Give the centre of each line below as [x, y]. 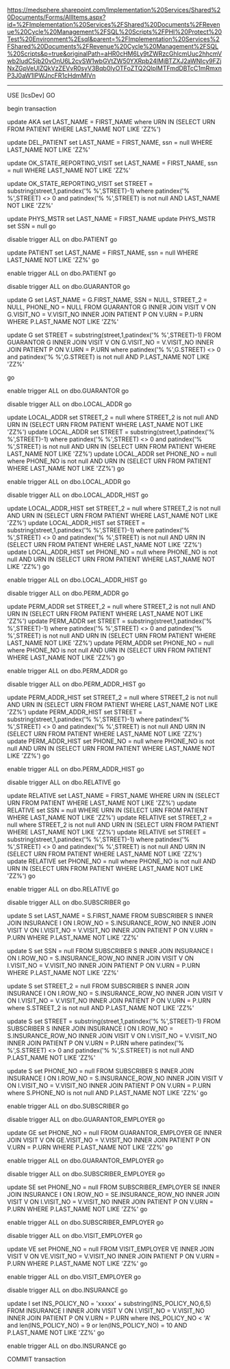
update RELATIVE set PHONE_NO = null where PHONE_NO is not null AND [112, 861]
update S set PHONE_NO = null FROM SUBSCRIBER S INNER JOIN [101, 1071]
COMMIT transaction [37, 1359]
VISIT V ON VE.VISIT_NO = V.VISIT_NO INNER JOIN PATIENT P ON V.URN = [114, 1256]
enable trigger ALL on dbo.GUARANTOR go [68, 391]
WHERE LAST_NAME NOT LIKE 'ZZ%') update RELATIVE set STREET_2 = [110, 817]
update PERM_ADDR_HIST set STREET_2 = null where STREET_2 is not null [112, 697]
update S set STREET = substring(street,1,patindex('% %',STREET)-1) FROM [114, 1021]
